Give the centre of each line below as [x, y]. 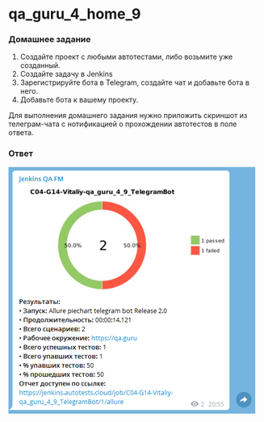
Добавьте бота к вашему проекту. [79, 100]
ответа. [21, 133]
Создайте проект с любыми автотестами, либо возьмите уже [126, 57]
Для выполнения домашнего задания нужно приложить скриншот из [128, 116]
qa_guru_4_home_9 [75, 14]
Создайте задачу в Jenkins [66, 74]
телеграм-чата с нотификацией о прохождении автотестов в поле [123, 124]
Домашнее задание [50, 40]
